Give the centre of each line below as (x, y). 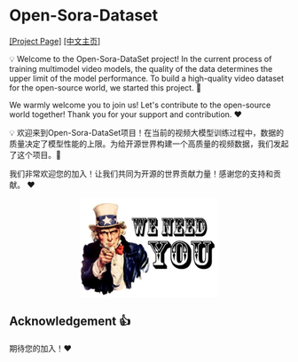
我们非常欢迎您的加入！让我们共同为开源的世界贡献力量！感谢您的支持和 (141, 173)
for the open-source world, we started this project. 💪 (106, 87)
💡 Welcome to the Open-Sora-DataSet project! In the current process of (141, 59)
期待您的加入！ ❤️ (41, 348)
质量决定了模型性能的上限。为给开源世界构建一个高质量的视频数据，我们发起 (149, 144)
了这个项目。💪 (35, 154)
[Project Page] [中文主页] (55, 41)
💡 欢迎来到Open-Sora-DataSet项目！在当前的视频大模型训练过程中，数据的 (147, 132)
